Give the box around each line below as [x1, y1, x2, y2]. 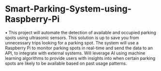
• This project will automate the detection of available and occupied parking [5, 29, 156, 35]
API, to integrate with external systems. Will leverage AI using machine [5, 50, 146, 56]
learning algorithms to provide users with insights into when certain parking [5, 55, 156, 61]
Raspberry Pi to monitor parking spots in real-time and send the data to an [5, 45, 153, 51]
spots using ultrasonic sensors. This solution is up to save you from [5, 35, 139, 41]
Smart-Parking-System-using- [5, 3, 132, 14]
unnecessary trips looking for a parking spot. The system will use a [5, 40, 139, 45]
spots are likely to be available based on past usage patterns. [5, 60, 127, 66]
